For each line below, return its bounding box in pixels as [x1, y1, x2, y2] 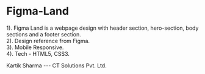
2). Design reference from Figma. [6, 37, 90, 44]
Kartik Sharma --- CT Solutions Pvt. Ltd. [6, 62, 107, 69]
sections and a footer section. [6, 30, 81, 38]
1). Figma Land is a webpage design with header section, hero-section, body [6, 24, 199, 32]
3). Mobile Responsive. [6, 44, 64, 51]
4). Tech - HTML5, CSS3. [6, 50, 70, 57]
